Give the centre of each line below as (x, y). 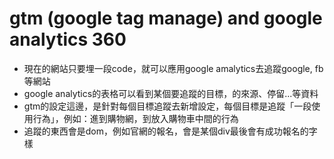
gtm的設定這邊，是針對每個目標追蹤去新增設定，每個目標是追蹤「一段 (167, 106)
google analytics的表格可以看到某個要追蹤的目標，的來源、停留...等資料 (171, 93)
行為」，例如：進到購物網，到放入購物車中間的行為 (135, 118)
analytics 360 (68, 39)
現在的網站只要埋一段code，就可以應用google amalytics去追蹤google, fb (173, 68)
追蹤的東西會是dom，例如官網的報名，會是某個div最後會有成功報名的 (166, 131)
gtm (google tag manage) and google (166, 18)
